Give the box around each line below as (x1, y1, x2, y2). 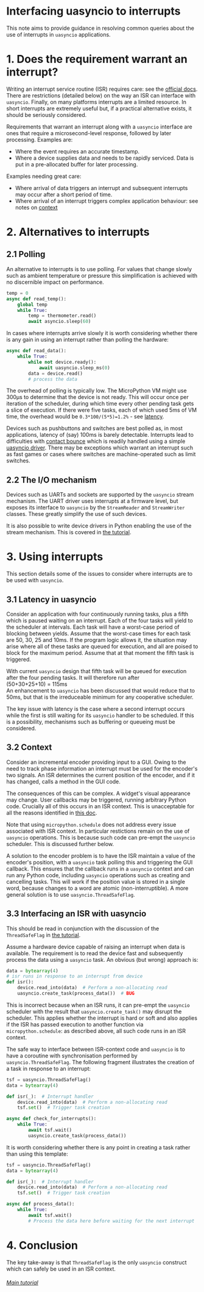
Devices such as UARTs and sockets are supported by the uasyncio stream (6, 491, 194, 498)
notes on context (15, 203, 58, 211)
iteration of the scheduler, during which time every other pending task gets (6, 400, 194, 408)
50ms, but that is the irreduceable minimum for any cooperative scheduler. (6, 693, 194, 701)
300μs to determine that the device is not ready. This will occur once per (6, 394, 189, 401)
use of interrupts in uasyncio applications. (6, 30, 111, 38)
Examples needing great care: (6, 172, 82, 180)
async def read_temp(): (6, 295, 67, 302)
